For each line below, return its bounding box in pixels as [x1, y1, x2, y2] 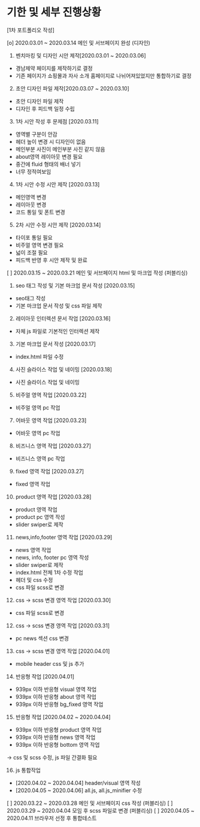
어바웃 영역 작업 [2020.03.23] [15, 416, 87, 424]
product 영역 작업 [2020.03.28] [15, 493, 92, 500]
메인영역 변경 [15, 193, 47, 201]
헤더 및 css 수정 [15, 576, 53, 583]
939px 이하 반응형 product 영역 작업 [15, 726, 102, 733]
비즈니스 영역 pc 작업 [15, 455, 65, 462]
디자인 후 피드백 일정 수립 [15, 105, 75, 112]
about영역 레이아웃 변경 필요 [15, 153, 83, 160]
